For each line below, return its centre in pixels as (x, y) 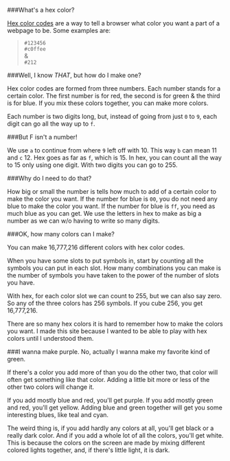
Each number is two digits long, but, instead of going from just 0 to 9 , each (112, 116)
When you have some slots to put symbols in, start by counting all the (105, 261)
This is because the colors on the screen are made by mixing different (106, 443)
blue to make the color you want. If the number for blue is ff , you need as (111, 206)
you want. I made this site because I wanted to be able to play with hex (107, 331)
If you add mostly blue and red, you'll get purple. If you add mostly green (110, 400)
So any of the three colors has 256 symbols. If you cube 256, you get (105, 303)
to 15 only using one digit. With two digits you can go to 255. (92, 165)
